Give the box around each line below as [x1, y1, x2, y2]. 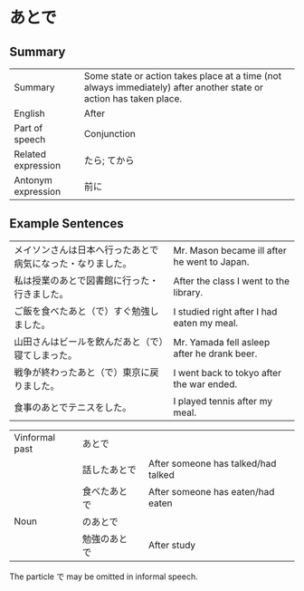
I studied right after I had [173, 305, 278, 317]
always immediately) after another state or [83, 82, 264, 93]
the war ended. [173, 377, 238, 390]
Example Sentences [9, 216, 124, 231]
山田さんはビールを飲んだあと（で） [14, 335, 165, 348]
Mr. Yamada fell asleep [173, 335, 271, 348]
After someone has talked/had [147, 457, 277, 470]
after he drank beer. [173, 347, 258, 360]
